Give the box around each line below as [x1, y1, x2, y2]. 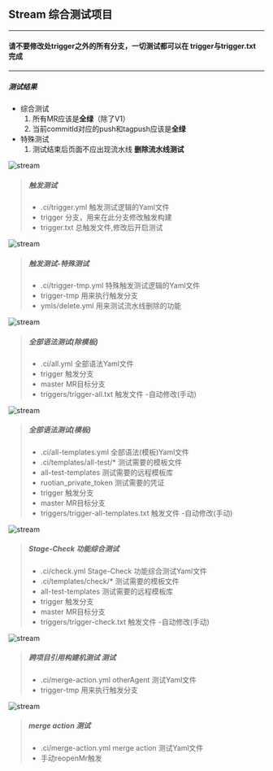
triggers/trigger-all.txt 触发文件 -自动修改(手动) [40, 389, 197, 399]
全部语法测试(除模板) [28, 337, 99, 346]
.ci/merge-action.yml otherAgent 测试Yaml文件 [40, 674, 197, 685]
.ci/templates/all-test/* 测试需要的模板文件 [40, 457, 183, 467]
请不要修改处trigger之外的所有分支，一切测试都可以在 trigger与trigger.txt [8, 41, 256, 51]
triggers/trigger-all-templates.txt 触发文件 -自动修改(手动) [40, 507, 233, 518]
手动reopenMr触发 [40, 753, 103, 763]
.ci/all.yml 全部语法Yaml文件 [40, 359, 134, 368]
